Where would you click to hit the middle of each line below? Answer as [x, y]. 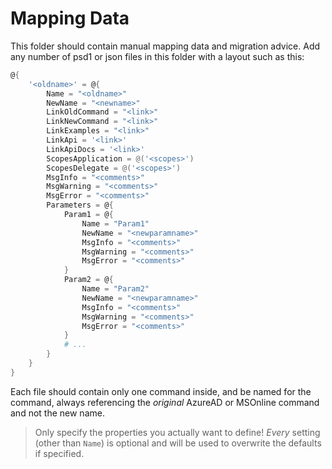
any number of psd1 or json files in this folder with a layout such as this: [157, 56]
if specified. [59, 453]
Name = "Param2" [115, 289]
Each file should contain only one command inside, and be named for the [161, 391]
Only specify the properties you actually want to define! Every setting [177, 432]
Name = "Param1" [115, 223]
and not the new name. [57, 413]
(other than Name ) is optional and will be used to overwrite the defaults [178, 443]
